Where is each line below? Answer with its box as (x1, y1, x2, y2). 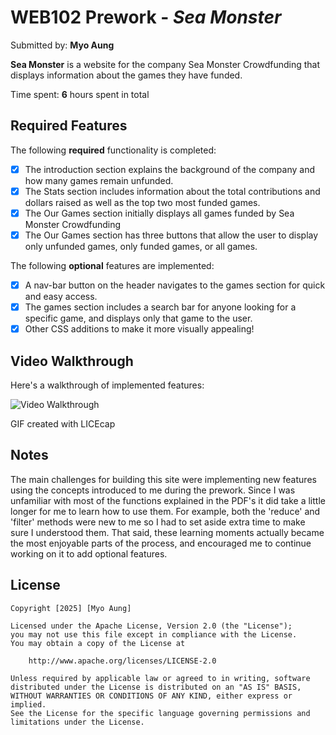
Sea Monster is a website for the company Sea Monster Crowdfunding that (10, 58, 321, 70)
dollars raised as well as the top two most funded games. (24, 196, 261, 208)
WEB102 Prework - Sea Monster (10, 6, 282, 29)
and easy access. (24, 291, 98, 303)
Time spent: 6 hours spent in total (10, 88, 150, 100)
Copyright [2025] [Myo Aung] (10, 603, 132, 613)
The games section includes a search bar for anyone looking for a (24, 301, 297, 313)
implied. (10, 699, 47, 710)
